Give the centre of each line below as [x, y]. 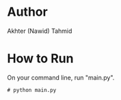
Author [27, 12]
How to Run [40, 59]
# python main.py [32, 90]
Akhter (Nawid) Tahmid [40, 31]
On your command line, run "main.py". [61, 77]
